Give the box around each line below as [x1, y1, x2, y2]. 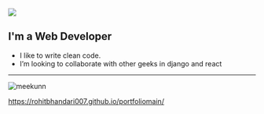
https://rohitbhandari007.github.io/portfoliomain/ [8, 96, 165, 105]
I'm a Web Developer [8, 30, 112, 43]
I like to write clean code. [19, 51, 101, 60]
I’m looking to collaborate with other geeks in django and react [19, 59, 222, 68]
